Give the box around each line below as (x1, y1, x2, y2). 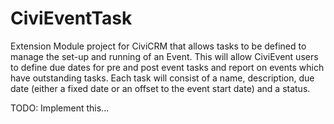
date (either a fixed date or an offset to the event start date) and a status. (10, 82, 311, 94)
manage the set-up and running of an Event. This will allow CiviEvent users (10, 50, 319, 62)
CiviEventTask (10, 7, 133, 30)
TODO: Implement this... (10, 102, 110, 114)
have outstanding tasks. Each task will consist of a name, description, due (10, 72, 315, 84)
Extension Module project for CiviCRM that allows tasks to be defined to (10, 40, 307, 52)
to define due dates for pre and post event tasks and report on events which (10, 61, 325, 73)
